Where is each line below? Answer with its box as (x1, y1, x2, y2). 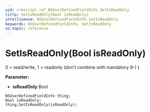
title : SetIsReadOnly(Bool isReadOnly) (5, 12, 89, 17)
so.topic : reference (5, 26, 49, 31)
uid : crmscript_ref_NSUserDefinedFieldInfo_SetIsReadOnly (5, 7, 129, 13)
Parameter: (5, 74, 29, 80)
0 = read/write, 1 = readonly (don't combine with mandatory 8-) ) (5, 64, 139, 70)
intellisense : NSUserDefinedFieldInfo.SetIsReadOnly (5, 17, 118, 22)
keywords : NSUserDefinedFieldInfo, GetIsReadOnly (5, 21, 112, 27)
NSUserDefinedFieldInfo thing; (5, 93, 71, 98)
